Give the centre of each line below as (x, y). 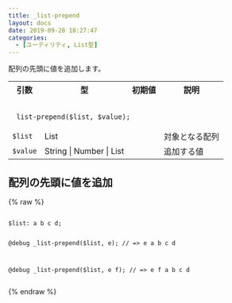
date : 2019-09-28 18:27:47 (53, 30)
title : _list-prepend (44, 15)
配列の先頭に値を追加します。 (57, 69)
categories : (28, 38)
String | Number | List (85, 151)
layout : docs (30, 23)
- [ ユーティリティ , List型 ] (56, 45)
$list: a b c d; (35, 223)
